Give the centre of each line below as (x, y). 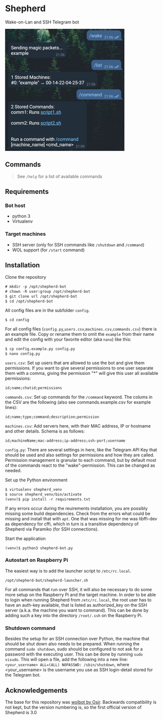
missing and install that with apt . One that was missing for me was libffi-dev (81, 518)
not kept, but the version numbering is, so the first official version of (73, 707)
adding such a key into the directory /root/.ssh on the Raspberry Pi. (74, 615)
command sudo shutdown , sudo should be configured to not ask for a (74, 649)
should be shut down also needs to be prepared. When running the (72, 644)
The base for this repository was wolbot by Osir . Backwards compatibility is (81, 702)
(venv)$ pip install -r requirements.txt (48, 499)
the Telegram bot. (23, 675)
